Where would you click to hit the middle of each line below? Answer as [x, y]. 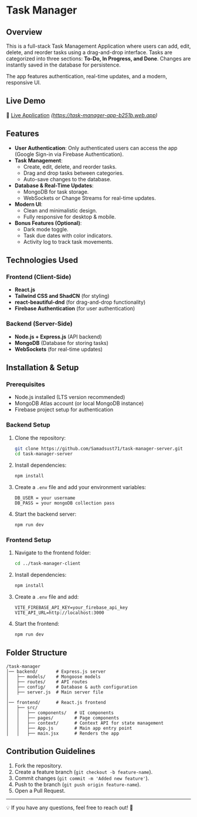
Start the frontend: [37, 624]
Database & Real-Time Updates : [54, 185]
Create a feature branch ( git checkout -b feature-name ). [84, 772]
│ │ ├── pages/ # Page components [62, 718]
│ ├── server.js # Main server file [55, 692]
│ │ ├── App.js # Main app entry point [69, 728]
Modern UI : [28, 204]
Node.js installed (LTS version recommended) [70, 397]
